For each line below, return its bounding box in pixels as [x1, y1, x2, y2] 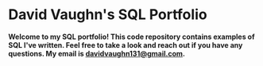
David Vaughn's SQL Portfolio [8, 6, 208, 24]
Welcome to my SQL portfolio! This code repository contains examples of [8, 32, 255, 41]
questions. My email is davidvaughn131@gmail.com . [8, 49, 185, 58]
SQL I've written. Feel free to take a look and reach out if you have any [8, 40, 243, 49]
